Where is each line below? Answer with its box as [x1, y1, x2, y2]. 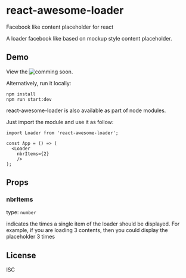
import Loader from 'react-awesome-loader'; [6, 129, 119, 136]
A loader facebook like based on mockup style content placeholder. [6, 35, 172, 42]
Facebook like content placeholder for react [6, 23, 114, 30]
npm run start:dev [6, 96, 52, 102]
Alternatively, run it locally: [6, 79, 72, 87]
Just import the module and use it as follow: [6, 118, 114, 125]
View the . [6, 68, 73, 75]
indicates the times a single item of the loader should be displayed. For [6, 220, 180, 227]
